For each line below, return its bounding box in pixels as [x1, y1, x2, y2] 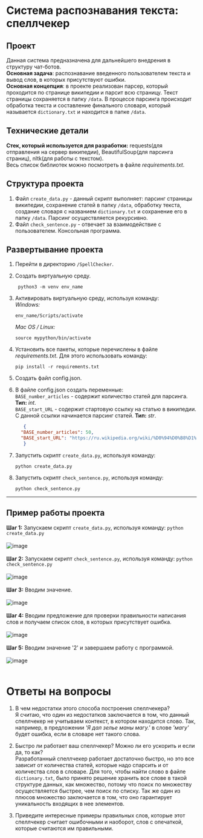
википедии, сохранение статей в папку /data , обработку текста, [14, 201, 182, 208]
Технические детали [6, 125, 89, 136]
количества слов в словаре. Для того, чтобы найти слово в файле [14, 768, 186, 775]
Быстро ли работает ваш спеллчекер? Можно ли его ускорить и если [14, 742, 195, 749]
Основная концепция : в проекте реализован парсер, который [6, 82, 168, 90]
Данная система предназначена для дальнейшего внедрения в [6, 57, 171, 64]
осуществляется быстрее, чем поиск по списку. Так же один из [14, 787, 181, 794]
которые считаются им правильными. [14, 825, 114, 832]
